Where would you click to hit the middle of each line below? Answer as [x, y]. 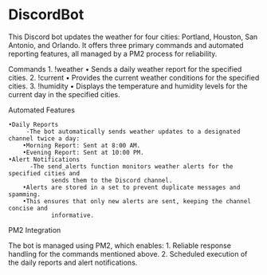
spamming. [25, 194]
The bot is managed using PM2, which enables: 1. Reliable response [120, 246]
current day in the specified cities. [65, 94]
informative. [72, 215]
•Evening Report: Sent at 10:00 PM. [84, 152]
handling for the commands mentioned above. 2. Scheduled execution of [128, 253]
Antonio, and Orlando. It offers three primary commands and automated [126, 45]
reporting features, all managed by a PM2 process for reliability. [113, 53]
